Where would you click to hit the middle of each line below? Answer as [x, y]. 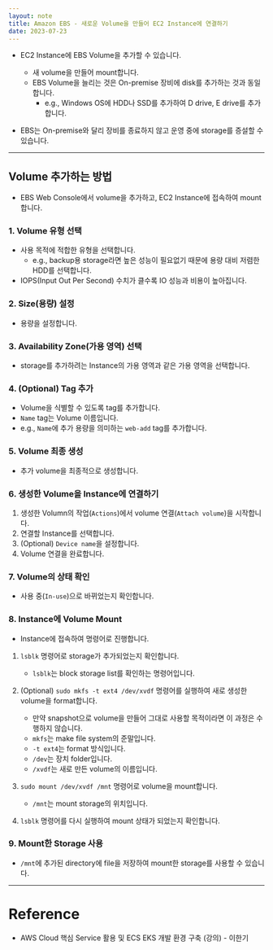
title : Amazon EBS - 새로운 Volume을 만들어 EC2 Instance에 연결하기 [118, 24]
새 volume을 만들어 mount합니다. [86, 72]
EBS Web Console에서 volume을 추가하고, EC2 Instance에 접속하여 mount [141, 198]
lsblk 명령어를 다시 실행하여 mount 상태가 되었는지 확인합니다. [120, 821]
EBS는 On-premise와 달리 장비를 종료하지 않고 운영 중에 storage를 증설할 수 [142, 130]
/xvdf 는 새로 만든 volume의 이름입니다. [95, 768]
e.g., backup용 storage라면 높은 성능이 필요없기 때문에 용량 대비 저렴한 [146, 260]
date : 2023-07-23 [38, 31]
